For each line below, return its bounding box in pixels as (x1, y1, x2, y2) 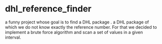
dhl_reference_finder (5, 3, 92, 14)
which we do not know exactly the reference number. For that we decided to (5, 24, 157, 30)
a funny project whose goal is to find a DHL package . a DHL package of (5, 19, 149, 25)
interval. (5, 34, 21, 40)
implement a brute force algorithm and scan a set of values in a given (5, 29, 143, 35)
